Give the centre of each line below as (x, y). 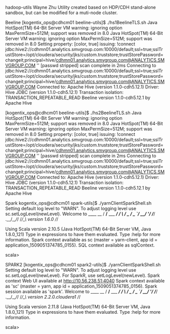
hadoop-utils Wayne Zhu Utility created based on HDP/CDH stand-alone (80, 7)
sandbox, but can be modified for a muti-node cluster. (61, 13)
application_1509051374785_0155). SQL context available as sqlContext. (80, 245)
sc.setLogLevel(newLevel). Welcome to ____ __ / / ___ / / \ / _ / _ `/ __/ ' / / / (80, 214)
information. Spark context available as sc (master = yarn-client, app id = (81, 240)
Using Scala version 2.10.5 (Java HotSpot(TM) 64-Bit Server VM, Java (78, 229)
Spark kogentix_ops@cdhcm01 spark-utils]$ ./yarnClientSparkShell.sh (78, 203)
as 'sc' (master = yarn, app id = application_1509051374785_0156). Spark (81, 286)
